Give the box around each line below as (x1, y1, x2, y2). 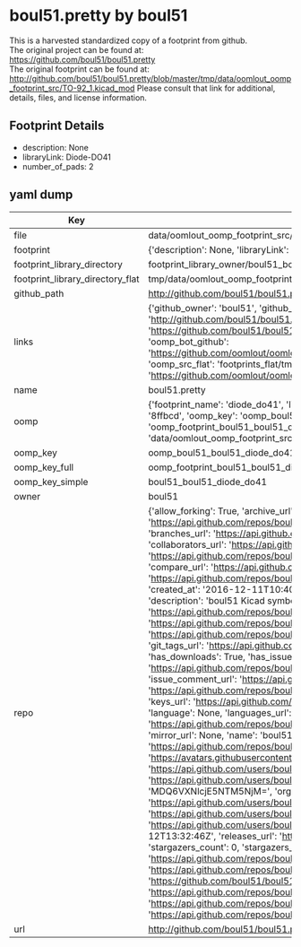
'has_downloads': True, (147, 650, 246, 663)
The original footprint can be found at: (9, 64, 150, 74)
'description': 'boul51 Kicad (147, 594, 266, 606)
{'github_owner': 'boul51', (147, 301, 257, 314)
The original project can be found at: (9, 44, 144, 55)
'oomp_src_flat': (147, 358, 215, 370)
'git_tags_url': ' (147, 639, 210, 651)
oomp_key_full (13, 461, 74, 473)
